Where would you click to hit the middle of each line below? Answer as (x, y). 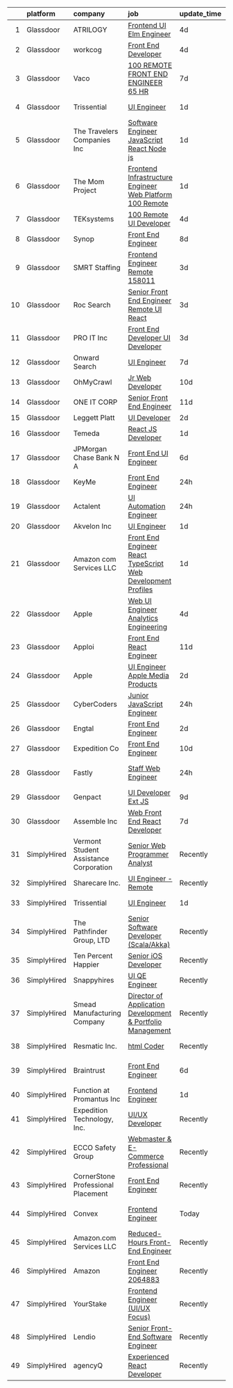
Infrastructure (150, 177)
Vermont (87, 841)
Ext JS (138, 801)
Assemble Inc (95, 821)
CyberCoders (95, 704)
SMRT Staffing (97, 268)
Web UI (140, 601)
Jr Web (140, 378)
